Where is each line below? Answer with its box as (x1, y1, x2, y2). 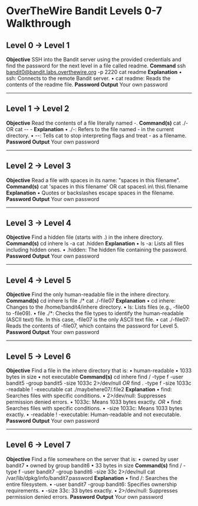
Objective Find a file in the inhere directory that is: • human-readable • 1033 (6, 367, 192, 374)
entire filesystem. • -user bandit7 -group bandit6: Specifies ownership (6, 481, 177, 488)
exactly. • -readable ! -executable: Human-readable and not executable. (6, 411, 181, 418)
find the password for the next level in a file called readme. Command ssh (6, 62, 186, 69)
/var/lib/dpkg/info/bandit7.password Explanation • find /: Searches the (6, 474, 178, 481)
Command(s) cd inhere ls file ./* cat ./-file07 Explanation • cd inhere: (6, 297, 176, 304)
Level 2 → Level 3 (6, 161, 71, 171)
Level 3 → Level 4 (6, 218, 72, 228)
